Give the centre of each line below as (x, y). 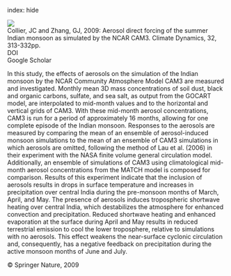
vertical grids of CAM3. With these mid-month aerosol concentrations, (108, 110)
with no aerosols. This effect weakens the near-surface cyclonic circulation (115, 237)
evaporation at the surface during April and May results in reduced (103, 222)
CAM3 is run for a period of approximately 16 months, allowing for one (108, 118)
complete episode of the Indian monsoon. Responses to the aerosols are (111, 125)
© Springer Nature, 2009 (43, 265)
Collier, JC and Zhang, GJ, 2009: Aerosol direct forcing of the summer (108, 30)
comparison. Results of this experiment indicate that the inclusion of (105, 177)
